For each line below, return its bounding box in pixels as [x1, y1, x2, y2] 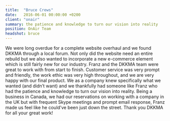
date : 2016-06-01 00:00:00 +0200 [5, 12, 81, 17]
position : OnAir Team [5, 26, 51, 32]
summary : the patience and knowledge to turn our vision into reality [5, 21, 158, 27]
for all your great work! [5, 110, 53, 116]
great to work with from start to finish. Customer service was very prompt [5, 67, 160, 73]
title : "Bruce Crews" [5, 7, 53, 13]
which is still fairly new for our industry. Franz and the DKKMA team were [5, 62, 159, 67]
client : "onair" [5, 17, 40, 22]
